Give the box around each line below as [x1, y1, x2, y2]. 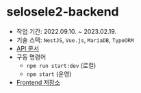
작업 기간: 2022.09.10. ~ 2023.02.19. [16, 27, 117, 35]
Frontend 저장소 [16, 78, 61, 86]
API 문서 [16, 44, 39, 52]
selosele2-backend [6, 4, 119, 20]
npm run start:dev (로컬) [26, 61, 97, 69]
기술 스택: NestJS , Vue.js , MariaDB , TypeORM [16, 35, 134, 44]
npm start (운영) [26, 69, 72, 78]
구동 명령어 [16, 52, 47, 61]
